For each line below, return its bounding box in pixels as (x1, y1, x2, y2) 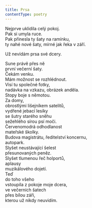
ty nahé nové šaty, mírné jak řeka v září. (5, 41, 86, 47)
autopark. (5, 139, 25, 145)
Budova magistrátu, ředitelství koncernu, (5, 134, 88, 140)
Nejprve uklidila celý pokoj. (5, 25, 60, 31)
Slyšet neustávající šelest (5, 145, 57, 151)
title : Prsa (5, 7, 30, 12)
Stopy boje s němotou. (5, 92, 51, 98)
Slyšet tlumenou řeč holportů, (5, 155, 65, 161)
